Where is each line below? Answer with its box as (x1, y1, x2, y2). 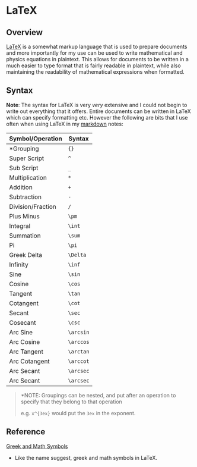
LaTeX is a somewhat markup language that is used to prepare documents (6, 43, 188, 50)
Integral (9, 221, 31, 230)
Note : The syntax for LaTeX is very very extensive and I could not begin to (6, 101, 188, 108)
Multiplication (9, 173, 47, 181)
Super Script (9, 154, 45, 162)
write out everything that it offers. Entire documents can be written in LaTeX (6, 108, 191, 115)
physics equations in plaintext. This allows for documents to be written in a (6, 56, 189, 62)
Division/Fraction (9, 202, 56, 211)
